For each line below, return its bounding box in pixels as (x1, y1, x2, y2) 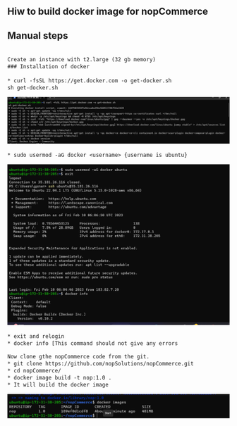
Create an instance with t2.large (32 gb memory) (7, 56, 157, 63)
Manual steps (7, 30, 68, 42)
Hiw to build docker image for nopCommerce (7, 6, 209, 18)
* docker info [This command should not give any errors (7, 339, 178, 347)
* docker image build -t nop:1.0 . (7, 374, 112, 381)
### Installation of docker (7, 63, 90, 70)
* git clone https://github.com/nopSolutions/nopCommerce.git (7, 360, 194, 367)
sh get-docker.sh (7, 84, 59, 92)
